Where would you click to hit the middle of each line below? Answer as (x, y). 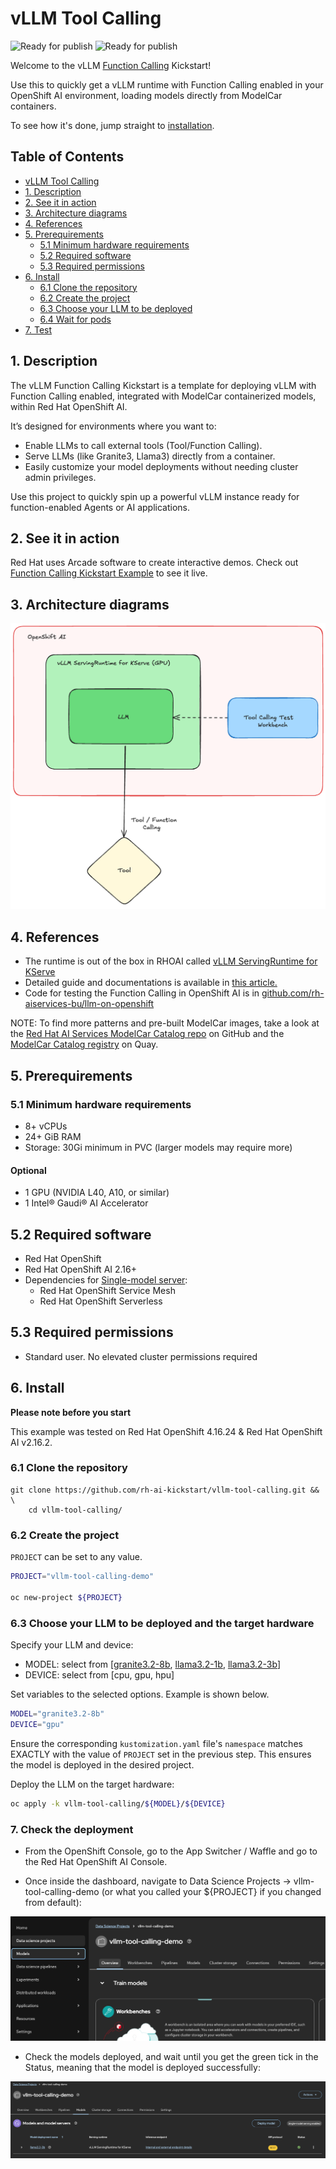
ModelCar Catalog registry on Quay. (84, 1044)
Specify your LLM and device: (72, 1645)
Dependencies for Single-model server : (106, 1279)
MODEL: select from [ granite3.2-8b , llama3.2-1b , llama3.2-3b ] (153, 1664)
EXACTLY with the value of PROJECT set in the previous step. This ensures (161, 1754)
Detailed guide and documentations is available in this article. (151, 983)
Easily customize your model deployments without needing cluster (161, 466)
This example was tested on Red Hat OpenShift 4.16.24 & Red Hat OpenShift (166, 1431)
